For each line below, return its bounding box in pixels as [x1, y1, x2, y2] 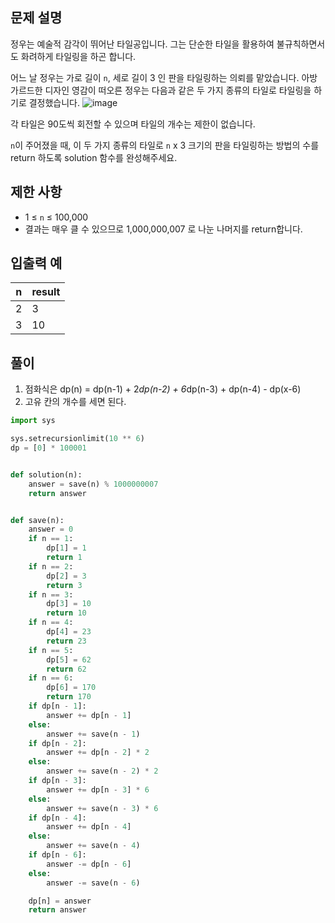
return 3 [46, 580, 83, 590]
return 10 [46, 608, 87, 618]
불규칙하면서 [276, 38, 326, 50]
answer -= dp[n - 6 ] [46, 859, 132, 869]
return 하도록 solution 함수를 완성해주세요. [10, 151, 178, 163]
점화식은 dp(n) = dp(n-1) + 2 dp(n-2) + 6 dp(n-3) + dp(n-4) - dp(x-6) [24, 383, 302, 395]
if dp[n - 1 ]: [28, 701, 87, 711]
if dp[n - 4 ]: [28, 813, 87, 823]
